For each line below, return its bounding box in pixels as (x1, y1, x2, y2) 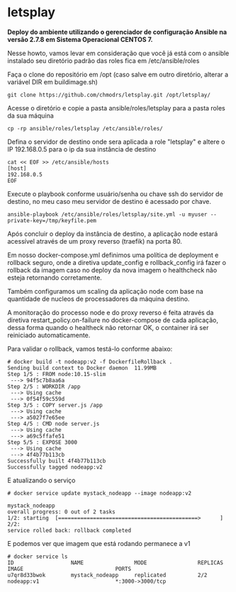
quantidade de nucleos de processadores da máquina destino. (7, 295, 190, 303)
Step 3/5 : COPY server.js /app (7, 402, 103, 409)
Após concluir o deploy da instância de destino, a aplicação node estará (7, 229, 218, 238)
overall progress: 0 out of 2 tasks (7, 508, 116, 516)
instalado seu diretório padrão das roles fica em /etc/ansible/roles (7, 56, 200, 64)
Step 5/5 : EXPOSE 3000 (7, 438, 78, 446)
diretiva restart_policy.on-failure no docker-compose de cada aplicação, (7, 316, 218, 324)
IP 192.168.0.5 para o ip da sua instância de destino (7, 144, 157, 153)
